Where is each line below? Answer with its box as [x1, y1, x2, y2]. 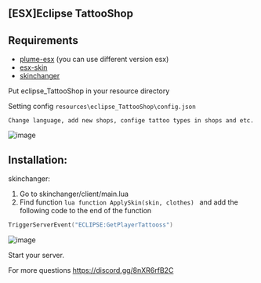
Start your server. [8, 250, 65, 259]
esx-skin [19, 63, 48, 72]
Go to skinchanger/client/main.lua [19, 189, 129, 199]
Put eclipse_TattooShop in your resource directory [8, 86, 170, 96]
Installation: [8, 153, 68, 166]
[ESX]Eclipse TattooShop [8, 7, 133, 20]
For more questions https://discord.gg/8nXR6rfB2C [8, 265, 174, 274]
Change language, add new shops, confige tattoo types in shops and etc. [8, 117, 255, 125]
